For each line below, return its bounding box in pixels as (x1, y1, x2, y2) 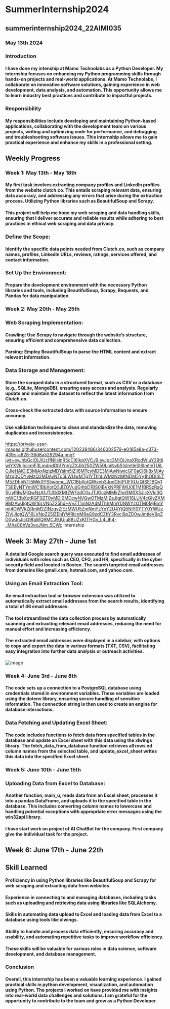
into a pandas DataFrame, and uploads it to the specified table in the (5, 798, 152, 804)
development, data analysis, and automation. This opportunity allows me (5, 87, 162, 93)
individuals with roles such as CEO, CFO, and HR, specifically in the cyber (5, 556, 163, 563)
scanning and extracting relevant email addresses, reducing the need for (5, 620, 162, 626)
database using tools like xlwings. (5, 917, 78, 923)
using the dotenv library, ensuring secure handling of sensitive (5, 696, 140, 702)
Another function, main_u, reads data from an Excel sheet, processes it (5, 792, 158, 798)
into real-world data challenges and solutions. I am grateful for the (5, 992, 148, 998)
